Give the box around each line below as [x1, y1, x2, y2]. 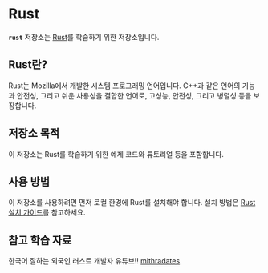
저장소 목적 [8, 126, 60, 140]
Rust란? [8, 58, 48, 72]
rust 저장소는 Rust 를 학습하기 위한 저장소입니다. [8, 32, 160, 42]
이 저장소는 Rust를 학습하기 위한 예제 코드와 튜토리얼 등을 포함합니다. [8, 149, 225, 159]
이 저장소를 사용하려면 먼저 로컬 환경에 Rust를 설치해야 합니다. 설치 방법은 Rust [8, 198, 256, 207]
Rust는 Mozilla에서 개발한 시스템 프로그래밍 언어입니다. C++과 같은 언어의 [8, 81, 241, 90]
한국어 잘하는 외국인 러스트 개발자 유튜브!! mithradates [8, 256, 181, 266]
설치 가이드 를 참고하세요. [8, 207, 86, 217]
